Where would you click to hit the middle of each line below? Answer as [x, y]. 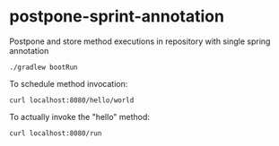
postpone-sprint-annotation [117, 17]
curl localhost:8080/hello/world [72, 100]
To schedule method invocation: [69, 83]
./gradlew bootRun [44, 67]
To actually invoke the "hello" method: [80, 116]
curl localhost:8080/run [56, 133]
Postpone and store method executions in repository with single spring [140, 41]
